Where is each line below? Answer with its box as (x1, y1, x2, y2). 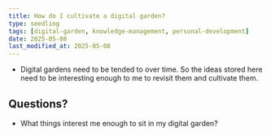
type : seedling (8, 20, 60, 28)
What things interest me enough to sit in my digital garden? (20, 118, 218, 128)
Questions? (8, 97, 68, 111)
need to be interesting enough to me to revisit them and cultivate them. (20, 73, 259, 83)
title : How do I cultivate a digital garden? (8, 11, 165, 20)
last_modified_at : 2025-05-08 (8, 42, 111, 50)
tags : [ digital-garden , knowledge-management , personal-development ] (8, 27, 250, 35)
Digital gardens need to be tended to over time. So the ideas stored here (20, 64, 263, 74)
